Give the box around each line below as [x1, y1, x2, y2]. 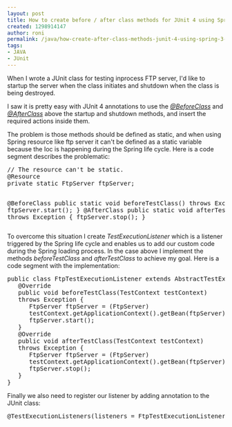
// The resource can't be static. [7, 165, 124, 173]
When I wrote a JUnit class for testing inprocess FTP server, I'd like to [7, 74, 206, 82]
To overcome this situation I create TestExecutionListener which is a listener [7, 232, 223, 240]
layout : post [7, 10, 45, 17]
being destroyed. [7, 88, 56, 97]
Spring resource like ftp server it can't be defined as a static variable [7, 137, 202, 146]
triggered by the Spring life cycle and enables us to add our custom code [7, 239, 215, 247]
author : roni [7, 29, 45, 37]
